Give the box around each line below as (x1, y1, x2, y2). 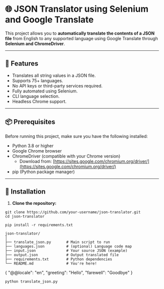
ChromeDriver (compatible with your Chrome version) (12, 153, 121, 159)
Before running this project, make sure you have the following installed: (5, 133, 148, 139)
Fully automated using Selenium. (12, 88, 78, 94)
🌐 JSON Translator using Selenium (5, 3, 149, 15)
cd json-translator (5, 214, 45, 219)
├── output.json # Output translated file (5, 253, 119, 258)
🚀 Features (5, 60, 39, 68)
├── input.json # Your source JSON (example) (5, 248, 128, 253)
